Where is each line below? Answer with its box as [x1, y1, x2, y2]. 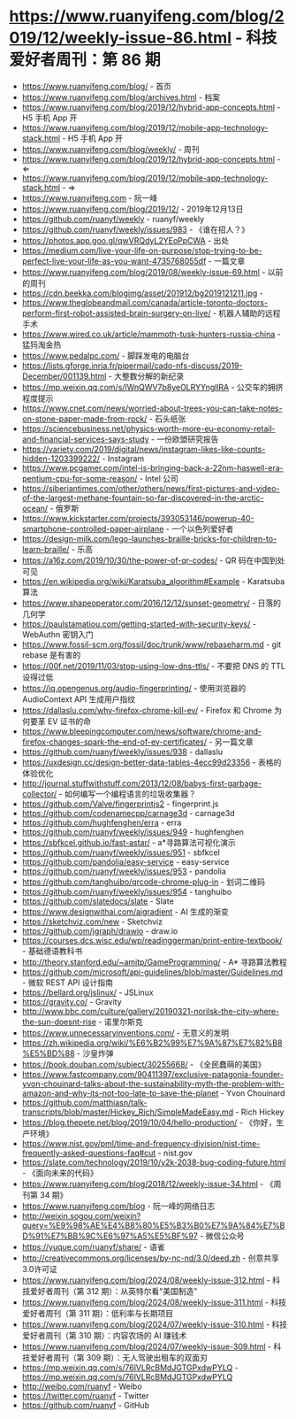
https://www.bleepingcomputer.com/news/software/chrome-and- [21, 726, 262, 736]
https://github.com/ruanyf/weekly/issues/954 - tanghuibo [21, 886, 232, 897]
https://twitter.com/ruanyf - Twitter [21, 1390, 149, 1400]
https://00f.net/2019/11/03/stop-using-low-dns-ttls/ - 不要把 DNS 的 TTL [21, 660, 285, 671]
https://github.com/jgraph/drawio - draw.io [21, 925, 178, 936]
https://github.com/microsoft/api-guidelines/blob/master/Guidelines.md [21, 967, 284, 977]
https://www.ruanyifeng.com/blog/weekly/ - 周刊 [21, 143, 201, 154]
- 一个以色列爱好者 [165, 523, 234, 534]
